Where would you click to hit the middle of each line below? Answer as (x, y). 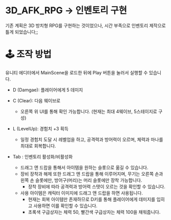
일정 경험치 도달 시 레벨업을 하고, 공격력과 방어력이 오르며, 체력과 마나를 (92, 139)
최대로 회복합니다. (38, 146)
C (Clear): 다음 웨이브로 (36, 100)
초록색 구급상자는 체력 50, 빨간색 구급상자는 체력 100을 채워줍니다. (94, 212)
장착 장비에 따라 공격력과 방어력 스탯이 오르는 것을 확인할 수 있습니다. (97, 186)
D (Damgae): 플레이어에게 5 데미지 (48, 90)
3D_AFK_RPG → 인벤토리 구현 (66, 10)
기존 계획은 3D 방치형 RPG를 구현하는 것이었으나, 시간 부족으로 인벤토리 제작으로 (86, 25)
